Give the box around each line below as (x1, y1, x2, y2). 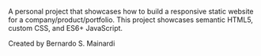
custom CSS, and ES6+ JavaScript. (8, 24, 123, 32)
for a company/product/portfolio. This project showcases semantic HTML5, (8, 15, 253, 24)
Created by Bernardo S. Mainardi (8, 39, 115, 48)
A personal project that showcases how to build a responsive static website (8, 7, 255, 16)
